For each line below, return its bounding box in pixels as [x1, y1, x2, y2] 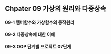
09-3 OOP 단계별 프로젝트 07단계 [5, 44, 71, 50]
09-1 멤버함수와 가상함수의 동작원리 [5, 19, 75, 25]
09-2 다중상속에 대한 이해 [5, 31, 55, 37]
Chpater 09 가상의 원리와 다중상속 [5, 4, 106, 13]
